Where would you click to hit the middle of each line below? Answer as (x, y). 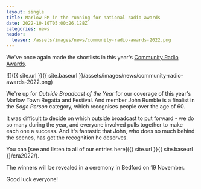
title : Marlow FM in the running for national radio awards (84, 18)
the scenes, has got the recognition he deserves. (67, 138)
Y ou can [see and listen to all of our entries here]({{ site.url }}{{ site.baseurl (100, 149)
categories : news (28, 29)
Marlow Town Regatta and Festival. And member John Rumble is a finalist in (101, 100)
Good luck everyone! (32, 179)
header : (16, 35)
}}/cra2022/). (23, 156)
